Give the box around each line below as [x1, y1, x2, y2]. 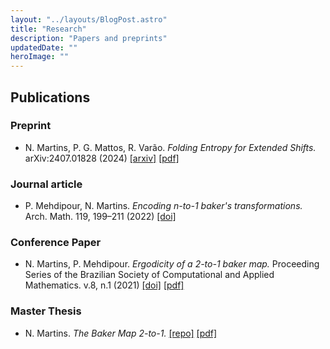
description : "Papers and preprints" [10, 33, 168, 43]
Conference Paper [10, 236, 102, 250]
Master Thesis [10, 304, 82, 318]
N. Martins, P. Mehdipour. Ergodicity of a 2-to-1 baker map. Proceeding [24, 258, 320, 270]
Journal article [10, 177, 83, 191]
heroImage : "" [10, 52, 70, 62]
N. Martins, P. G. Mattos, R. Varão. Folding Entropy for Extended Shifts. [24, 141, 317, 153]
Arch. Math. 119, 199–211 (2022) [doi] [24, 211, 177, 223]
